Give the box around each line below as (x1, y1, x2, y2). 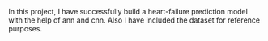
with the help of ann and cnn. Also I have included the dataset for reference (8, 15, 261, 25)
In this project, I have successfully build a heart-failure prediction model (8, 7, 249, 16)
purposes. (8, 24, 43, 33)
